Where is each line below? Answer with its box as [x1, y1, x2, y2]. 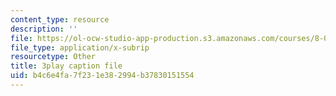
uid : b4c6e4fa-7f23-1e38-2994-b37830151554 [10, 71, 195, 81]
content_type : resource [10, 14, 110, 25]
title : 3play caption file [10, 61, 123, 71]
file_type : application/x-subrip [10, 42, 150, 53]
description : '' [10, 24, 78, 34]
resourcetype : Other [10, 52, 97, 62]
